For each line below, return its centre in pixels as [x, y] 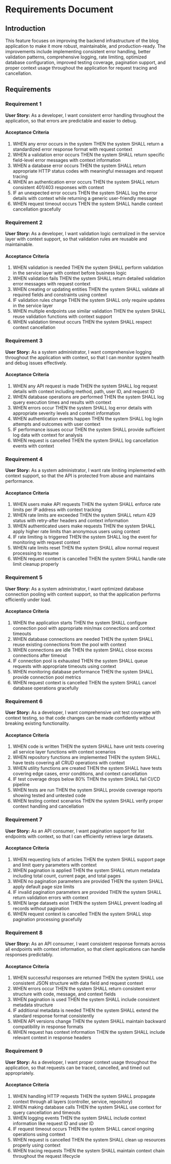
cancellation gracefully [37, 209]
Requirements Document [59, 9]
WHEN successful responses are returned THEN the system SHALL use [88, 978]
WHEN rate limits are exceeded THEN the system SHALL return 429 [84, 515]
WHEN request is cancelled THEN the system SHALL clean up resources [89, 1139]
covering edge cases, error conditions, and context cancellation [80, 774]
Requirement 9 [24, 1051]
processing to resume [35, 553]
